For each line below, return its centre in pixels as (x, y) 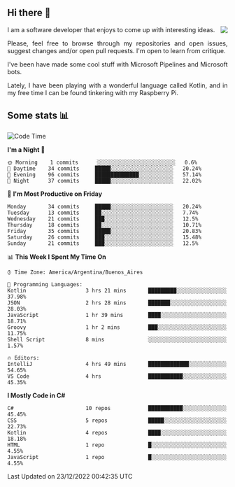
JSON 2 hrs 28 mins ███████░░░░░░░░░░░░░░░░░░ (117, 303)
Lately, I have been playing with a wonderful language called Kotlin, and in (117, 85)
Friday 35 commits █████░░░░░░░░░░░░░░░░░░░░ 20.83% (104, 231)
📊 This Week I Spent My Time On (57, 257)
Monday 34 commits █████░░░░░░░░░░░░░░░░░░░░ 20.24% (104, 206)
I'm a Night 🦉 (26, 149)
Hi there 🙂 (29, 13)
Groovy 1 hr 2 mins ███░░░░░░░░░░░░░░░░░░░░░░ (117, 327)
